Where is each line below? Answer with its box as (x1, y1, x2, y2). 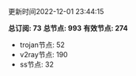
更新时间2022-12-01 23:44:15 (8, 7, 104, 16)
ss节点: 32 (19, 60, 54, 69)
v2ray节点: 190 (19, 50, 69, 59)
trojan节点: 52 (19, 40, 66, 49)
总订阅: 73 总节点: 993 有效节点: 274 (8, 24, 128, 33)
